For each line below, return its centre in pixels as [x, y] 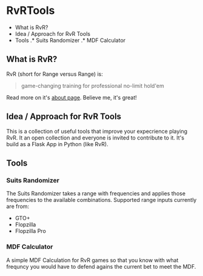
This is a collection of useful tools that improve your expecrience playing [97, 131]
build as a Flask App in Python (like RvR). [57, 144]
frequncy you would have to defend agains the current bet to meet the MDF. [101, 266]
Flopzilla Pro [31, 231]
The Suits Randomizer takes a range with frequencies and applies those [96, 194]
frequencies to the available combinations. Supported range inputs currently [101, 200]
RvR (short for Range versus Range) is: [55, 74]
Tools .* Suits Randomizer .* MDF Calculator [70, 40]
